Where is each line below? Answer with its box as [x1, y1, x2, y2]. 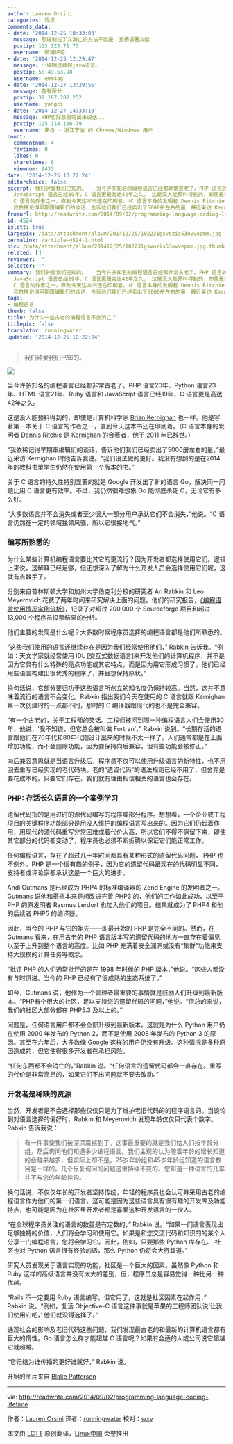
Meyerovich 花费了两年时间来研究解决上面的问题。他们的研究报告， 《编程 [7, 595, 216, 604]
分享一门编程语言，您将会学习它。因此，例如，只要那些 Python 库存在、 [7, 1237, 214, 1246]
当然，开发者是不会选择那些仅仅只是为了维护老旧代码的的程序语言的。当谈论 [7, 1107, 226, 1115]
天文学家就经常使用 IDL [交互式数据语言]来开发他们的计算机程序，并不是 [19, 651, 225, 659]
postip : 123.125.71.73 [13, 42, 79, 49]
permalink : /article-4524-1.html [7, 236, 104, 243]
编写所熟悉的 [7, 538, 51, 547]
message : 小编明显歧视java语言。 [13, 62, 101, 69]
